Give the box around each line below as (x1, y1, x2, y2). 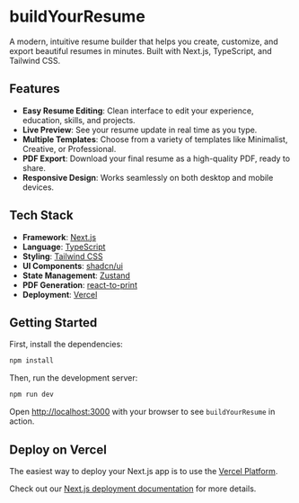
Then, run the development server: (9, 373, 138, 383)
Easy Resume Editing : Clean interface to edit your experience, (22, 105, 254, 116)
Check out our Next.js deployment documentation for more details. (9, 483, 257, 494)
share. (22, 162, 47, 173)
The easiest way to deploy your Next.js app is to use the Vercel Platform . (9, 465, 278, 476)
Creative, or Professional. (22, 143, 117, 154)
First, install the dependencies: (9, 339, 123, 350)
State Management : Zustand (22, 270, 130, 281)
